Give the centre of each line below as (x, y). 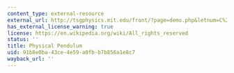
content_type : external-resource (56, 14)
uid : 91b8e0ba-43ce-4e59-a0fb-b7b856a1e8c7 (71, 53)
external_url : (28, 20)
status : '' (23, 40)
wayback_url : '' (31, 59)
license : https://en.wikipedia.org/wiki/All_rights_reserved (98, 33)
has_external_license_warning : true (60, 26)
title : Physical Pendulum (45, 46)
